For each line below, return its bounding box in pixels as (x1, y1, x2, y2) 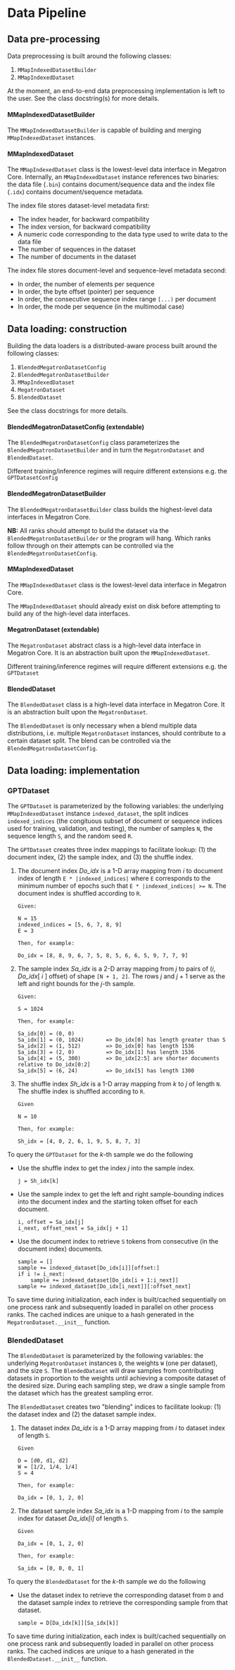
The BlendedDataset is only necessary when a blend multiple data (7, 721, 197, 730)
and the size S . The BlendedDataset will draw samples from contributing (7, 1366, 214, 1375)
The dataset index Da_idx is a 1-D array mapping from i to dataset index (17, 1424, 225, 1432)
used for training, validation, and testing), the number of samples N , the (7, 824, 213, 832)
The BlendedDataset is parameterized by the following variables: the (7, 1352, 204, 1360)
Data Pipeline (7, 5, 87, 21)
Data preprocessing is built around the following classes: (7, 52, 172, 60)
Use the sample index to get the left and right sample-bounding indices (17, 1189, 224, 1198)
